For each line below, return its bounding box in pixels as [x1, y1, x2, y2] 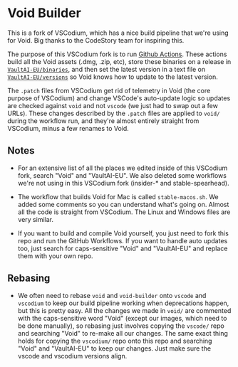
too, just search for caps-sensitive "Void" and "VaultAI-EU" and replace [17, 244, 228, 252]
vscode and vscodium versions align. [17, 351, 128, 360]
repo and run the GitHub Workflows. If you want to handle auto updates [17, 236, 228, 245]
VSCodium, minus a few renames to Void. [7, 124, 130, 132]
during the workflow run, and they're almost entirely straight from [7, 116, 200, 125]
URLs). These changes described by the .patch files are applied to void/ [7, 109, 220, 117]
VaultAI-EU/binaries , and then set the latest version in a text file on [7, 65, 205, 73]
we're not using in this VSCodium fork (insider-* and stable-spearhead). [17, 179, 229, 187]
